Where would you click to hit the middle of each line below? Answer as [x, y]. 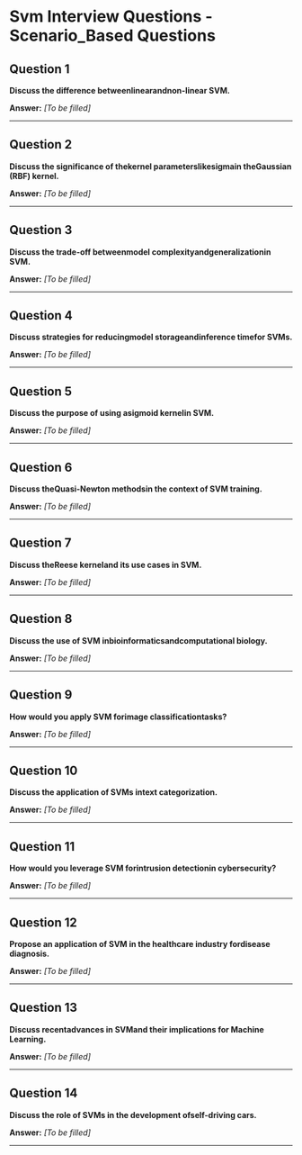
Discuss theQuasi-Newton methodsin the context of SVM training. [136, 489]
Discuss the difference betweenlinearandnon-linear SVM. [120, 90]
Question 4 [41, 316]
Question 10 [44, 770]
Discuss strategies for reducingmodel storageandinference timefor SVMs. [151, 337]
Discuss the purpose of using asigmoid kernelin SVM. [112, 413]
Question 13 [44, 1008]
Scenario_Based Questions [112, 36]
